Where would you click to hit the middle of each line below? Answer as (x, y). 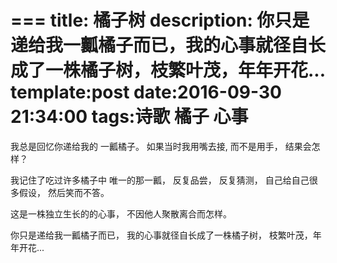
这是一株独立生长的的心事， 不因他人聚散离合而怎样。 (121, 213)
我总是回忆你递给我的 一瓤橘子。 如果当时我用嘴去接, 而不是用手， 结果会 (161, 146)
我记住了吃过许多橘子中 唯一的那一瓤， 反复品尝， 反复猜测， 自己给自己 (160, 180)
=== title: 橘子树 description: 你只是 (160, 20)
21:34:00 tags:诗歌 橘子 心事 (129, 117)
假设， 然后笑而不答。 (64, 192)
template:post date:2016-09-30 (146, 92)
